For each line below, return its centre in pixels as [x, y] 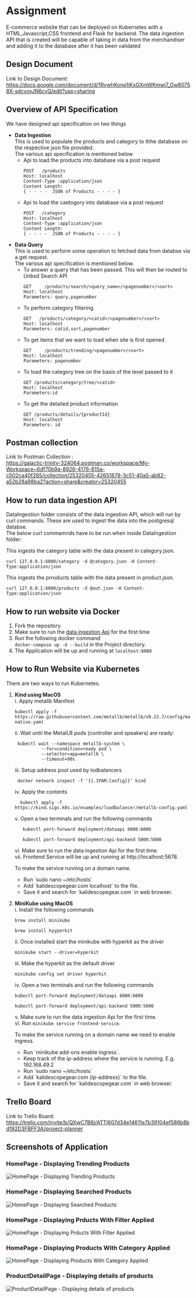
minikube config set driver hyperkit [61, 974]
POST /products [44, 171]
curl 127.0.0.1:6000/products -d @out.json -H [64, 588]
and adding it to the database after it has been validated [73, 46]
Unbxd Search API [45, 276]
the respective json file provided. [54, 148]
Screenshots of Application [57, 1147]
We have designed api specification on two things [66, 123]
